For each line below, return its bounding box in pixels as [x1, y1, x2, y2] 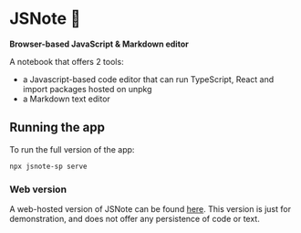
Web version [9, 183, 67, 196]
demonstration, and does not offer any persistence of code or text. [9, 214, 260, 225]
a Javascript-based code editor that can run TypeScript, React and [22, 73, 275, 85]
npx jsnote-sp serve [9, 162, 88, 171]
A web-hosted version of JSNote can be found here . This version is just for [9, 204, 292, 215]
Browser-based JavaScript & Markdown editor [9, 38, 189, 49]
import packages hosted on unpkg [22, 83, 152, 94]
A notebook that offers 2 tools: [9, 56, 125, 67]
